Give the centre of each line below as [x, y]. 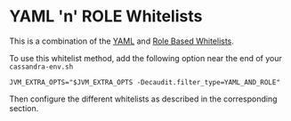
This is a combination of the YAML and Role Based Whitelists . [121, 41]
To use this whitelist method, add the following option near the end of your [146, 58]
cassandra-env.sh [41, 67]
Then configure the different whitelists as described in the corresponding [143, 99]
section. [24, 108]
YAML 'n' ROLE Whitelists [106, 16]
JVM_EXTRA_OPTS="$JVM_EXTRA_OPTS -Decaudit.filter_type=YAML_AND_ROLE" [145, 82]
